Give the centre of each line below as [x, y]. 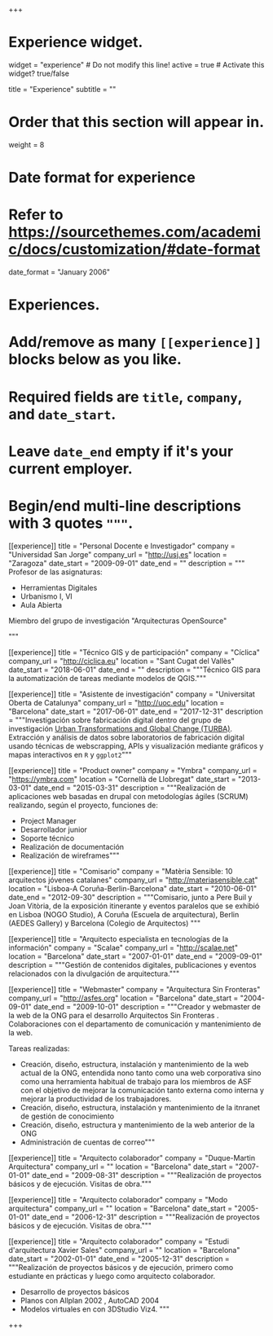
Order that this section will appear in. [136, 122]
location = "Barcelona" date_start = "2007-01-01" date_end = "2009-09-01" [136, 956]
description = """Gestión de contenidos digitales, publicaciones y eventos [132, 965]
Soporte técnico [47, 838]
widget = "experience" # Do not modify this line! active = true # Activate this [136, 64]
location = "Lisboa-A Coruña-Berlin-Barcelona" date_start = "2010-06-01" [133, 888]
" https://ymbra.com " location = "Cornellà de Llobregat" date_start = [122, 779]
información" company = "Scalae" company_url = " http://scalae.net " [123, 947]
